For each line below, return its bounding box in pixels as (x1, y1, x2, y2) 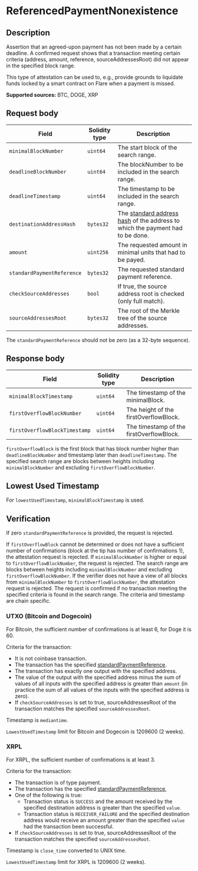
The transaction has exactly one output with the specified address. (14, 667, 177, 674)
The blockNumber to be (117, 160, 184, 168)
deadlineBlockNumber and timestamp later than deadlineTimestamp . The (6, 451, 177, 459)
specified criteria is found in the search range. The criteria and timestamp (6, 591, 185, 598)
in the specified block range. (6, 62, 75, 69)
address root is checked (117, 290, 184, 298)
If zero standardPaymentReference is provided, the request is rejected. (6, 529, 174, 537)
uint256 (87, 249, 109, 255)
